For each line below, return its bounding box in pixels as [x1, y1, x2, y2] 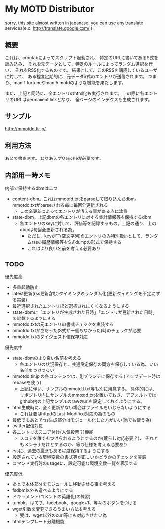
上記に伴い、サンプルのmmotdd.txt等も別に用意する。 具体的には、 [19, 386, 157, 392]
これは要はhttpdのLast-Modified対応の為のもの [19, 411, 116, 417]
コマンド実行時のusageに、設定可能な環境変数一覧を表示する [12, 460, 137, 466]
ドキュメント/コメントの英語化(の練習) [12, 494, 91, 499]
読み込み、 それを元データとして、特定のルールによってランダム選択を [5, 61, 149, 67]
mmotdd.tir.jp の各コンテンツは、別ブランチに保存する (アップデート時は [12, 373, 161, 379]
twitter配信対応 [12, 423, 43, 429]
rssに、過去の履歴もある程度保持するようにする [12, 448, 110, 454]
